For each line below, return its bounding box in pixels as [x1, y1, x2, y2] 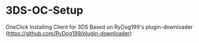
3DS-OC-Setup [5, 4, 84, 17]
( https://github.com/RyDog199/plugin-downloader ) [5, 29, 132, 36]
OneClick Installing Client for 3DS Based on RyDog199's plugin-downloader [5, 23, 194, 30]
